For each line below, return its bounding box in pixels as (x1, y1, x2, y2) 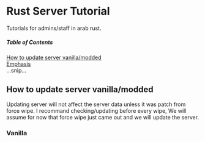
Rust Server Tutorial (6, 4, 110, 18)
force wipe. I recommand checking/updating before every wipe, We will (6, 107, 187, 114)
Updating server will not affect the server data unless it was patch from (6, 101, 186, 108)
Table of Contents (6, 38, 53, 46)
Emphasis (6, 60, 31, 68)
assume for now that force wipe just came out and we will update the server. (6, 113, 199, 121)
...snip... (6, 66, 26, 74)
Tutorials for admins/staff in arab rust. (6, 24, 102, 32)
